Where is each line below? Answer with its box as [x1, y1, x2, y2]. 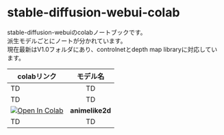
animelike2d [70, 106, 112, 115]
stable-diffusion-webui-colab [7, 5, 180, 20]
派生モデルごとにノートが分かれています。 [7, 36, 127, 45]
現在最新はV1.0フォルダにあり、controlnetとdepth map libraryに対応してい [7, 45, 218, 53]
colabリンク [17, 72, 57, 81]
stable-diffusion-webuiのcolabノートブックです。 [7, 28, 147, 36]
